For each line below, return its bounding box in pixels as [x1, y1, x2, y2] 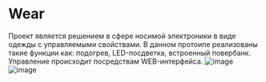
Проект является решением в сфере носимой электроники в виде [8, 31, 236, 41]
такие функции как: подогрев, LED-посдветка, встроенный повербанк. [8, 48, 251, 57]
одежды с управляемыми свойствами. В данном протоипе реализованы [8, 39, 258, 49]
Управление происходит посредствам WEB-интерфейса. [8, 57, 204, 66]
